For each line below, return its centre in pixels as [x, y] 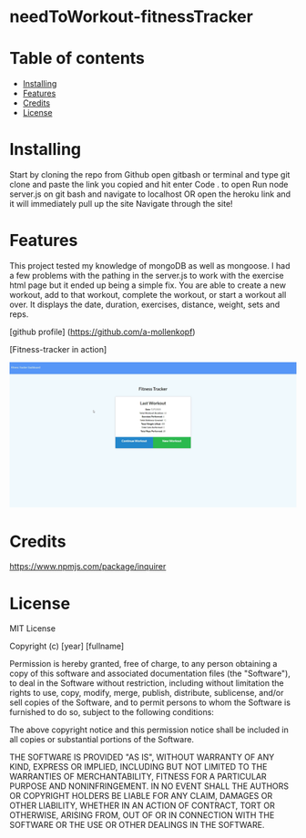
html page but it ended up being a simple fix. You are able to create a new [148, 285]
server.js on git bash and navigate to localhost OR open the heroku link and [150, 194]
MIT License [33, 628]
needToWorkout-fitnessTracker [131, 17]
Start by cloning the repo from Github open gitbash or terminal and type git [150, 175]
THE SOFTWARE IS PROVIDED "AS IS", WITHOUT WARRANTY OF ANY [142, 757]
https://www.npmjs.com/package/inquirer [88, 567]
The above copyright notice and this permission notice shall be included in [149, 730]
